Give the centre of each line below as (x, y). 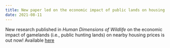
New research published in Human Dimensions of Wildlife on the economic (84, 29)
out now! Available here (30, 40)
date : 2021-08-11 (24, 15)
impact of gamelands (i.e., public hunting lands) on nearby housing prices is (85, 35)
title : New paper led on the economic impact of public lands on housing (85, 10)
